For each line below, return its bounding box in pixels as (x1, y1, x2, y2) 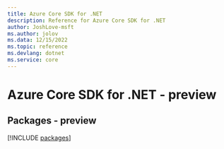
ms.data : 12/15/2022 (7, 37, 69, 44)
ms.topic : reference (7, 43, 69, 50)
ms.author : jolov (7, 30, 59, 37)
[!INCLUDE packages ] (7, 133, 71, 142)
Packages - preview (7, 114, 97, 127)
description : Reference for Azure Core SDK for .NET (7, 17, 166, 24)
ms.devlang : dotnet (7, 50, 65, 57)
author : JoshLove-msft (7, 23, 74, 30)
